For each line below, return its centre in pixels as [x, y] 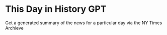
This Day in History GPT [56, 9]
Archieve [15, 28]
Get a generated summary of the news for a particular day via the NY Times [84, 23]
